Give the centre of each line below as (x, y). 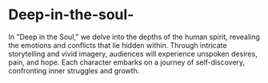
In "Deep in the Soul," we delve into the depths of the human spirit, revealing (134, 37)
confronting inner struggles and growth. (74, 70)
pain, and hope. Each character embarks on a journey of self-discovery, (127, 62)
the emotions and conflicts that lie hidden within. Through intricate (118, 45)
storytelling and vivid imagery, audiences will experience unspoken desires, (133, 53)
